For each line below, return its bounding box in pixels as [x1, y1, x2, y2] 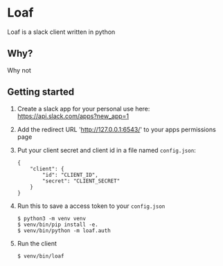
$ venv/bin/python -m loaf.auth [17, 227, 111, 234]
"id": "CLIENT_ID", [42, 171, 98, 178]
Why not [7, 66, 31, 74]
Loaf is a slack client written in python [7, 28, 116, 36]
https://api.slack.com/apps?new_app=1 [17, 112, 130, 120]
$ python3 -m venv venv [17, 215, 87, 222]
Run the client [17, 239, 57, 247]
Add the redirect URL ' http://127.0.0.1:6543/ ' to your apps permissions [17, 125, 216, 133]
